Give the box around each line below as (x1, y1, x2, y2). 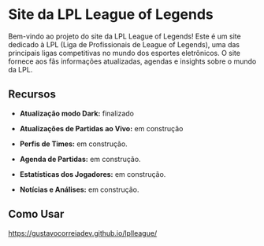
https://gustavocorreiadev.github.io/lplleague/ (8, 228, 158, 237)
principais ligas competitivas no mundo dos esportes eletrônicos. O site (8, 48, 240, 57)
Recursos (8, 88, 57, 101)
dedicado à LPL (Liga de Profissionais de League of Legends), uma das (8, 39, 240, 49)
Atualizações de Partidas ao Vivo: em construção (19, 123, 184, 133)
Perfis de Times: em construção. (19, 139, 128, 149)
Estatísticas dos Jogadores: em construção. (19, 169, 166, 178)
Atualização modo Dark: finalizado (19, 108, 135, 118)
